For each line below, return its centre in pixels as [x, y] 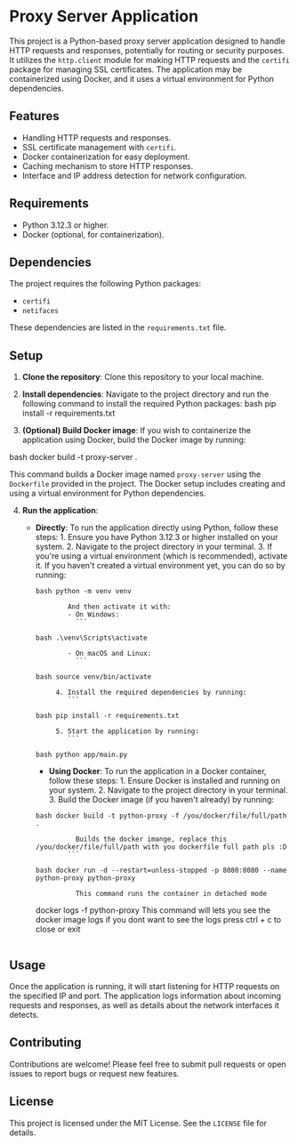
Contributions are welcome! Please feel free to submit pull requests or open [148, 1064]
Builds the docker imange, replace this [151, 839]
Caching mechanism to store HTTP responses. [108, 165]
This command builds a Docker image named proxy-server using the [135, 474]
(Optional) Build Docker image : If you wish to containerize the [137, 431]
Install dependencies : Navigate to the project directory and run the [145, 394]
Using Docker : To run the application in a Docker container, [157, 771]
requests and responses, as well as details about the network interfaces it [145, 1005]
